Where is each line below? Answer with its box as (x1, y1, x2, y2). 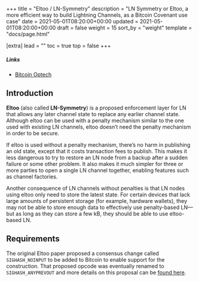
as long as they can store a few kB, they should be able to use (16, 210, 169, 217)
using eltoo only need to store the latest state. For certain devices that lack (6, 191, 190, 198)
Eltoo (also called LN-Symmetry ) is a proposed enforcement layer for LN (6, 104, 186, 111)
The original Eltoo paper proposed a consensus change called (6, 250, 160, 257)
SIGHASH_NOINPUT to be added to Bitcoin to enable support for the (6, 256, 165, 263)
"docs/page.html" (6, 31, 50, 38)
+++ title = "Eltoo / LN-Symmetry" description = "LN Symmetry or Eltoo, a (6, 5, 188, 12)
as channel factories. (6, 173, 58, 180)
